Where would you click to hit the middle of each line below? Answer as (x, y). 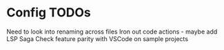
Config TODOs (49, 13)
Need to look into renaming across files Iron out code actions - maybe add (112, 32)
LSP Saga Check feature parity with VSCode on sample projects (98, 38)
